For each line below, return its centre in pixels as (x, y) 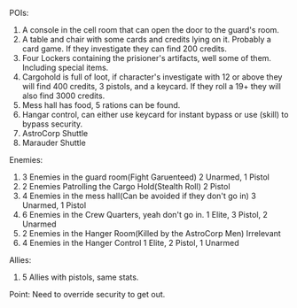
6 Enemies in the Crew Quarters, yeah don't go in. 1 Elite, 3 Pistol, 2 (145, 215)
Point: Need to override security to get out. (87, 294)
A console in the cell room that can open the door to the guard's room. (150, 30)
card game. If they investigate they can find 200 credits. (125, 49)
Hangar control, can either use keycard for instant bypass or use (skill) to (155, 115)
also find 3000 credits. (63, 96)
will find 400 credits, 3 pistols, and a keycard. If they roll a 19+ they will (151, 86)
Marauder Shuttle (54, 142)
